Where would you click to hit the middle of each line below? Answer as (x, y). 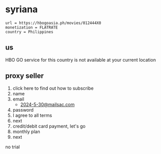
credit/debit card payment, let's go (49, 126)
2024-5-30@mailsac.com (47, 104)
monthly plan (26, 132)
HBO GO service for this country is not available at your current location (81, 60)
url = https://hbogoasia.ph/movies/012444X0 (53, 23)
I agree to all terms (32, 115)
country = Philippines (29, 32)
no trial (13, 147)
